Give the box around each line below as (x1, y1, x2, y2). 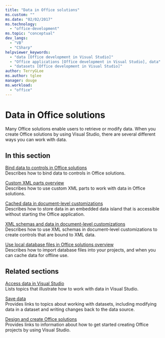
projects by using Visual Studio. (5, 327, 71, 333)
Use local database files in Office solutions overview (5, 241, 114, 248)
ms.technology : (5, 21, 37, 27)
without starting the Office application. (5, 211, 85, 218)
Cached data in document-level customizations (5, 200, 103, 206)
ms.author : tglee (5, 73, 42, 78)
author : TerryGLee (5, 69, 44, 74)
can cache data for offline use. (5, 252, 69, 259)
